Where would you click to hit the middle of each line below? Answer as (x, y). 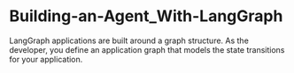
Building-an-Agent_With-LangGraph (146, 16)
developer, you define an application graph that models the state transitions (147, 49)
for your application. (46, 59)
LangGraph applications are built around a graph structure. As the (129, 40)
